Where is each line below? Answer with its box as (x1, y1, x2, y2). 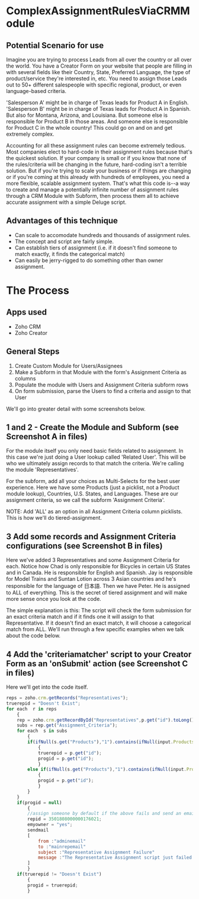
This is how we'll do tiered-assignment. (6, 514, 102, 522)
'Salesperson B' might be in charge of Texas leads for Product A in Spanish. (6, 105, 191, 112)
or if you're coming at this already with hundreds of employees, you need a (6, 174, 190, 180)
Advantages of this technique (6, 216, 118, 226)
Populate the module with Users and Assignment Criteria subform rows (14, 381, 188, 388)
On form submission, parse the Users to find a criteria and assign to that (14, 387, 191, 395)
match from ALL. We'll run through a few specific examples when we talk (6, 626, 185, 633)
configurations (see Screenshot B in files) (6, 540, 163, 551)
